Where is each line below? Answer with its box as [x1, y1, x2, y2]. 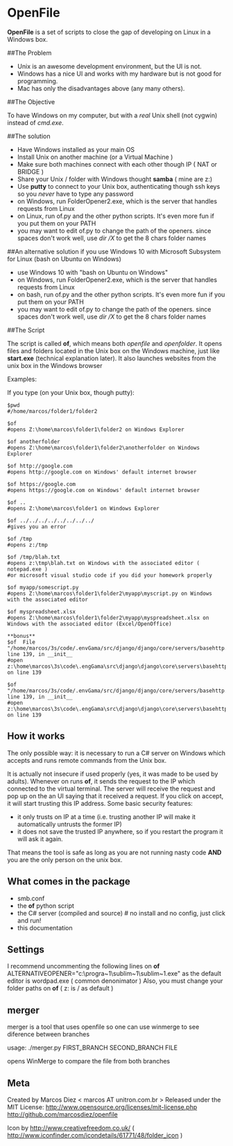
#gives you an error [7, 523, 67, 530]
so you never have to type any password [17, 189, 134, 198]
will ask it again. [17, 834, 64, 843]
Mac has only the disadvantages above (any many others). [17, 84, 185, 92]
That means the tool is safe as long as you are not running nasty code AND [7, 848, 222, 857]
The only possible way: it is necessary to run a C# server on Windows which [7, 748, 225, 757]
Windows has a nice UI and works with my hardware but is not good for [17, 69, 222, 78]
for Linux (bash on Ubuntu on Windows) [7, 255, 121, 263]
